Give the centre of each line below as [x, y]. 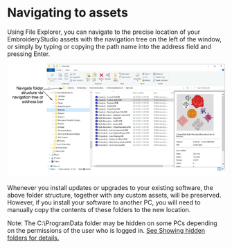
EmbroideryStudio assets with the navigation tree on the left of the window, [114, 39]
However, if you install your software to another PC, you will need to [104, 202]
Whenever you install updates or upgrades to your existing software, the [110, 188]
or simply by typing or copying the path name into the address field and [109, 46]
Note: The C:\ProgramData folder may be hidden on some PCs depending [112, 223]
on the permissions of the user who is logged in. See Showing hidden [106, 231]
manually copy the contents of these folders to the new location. [99, 210]
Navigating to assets [68, 13]
